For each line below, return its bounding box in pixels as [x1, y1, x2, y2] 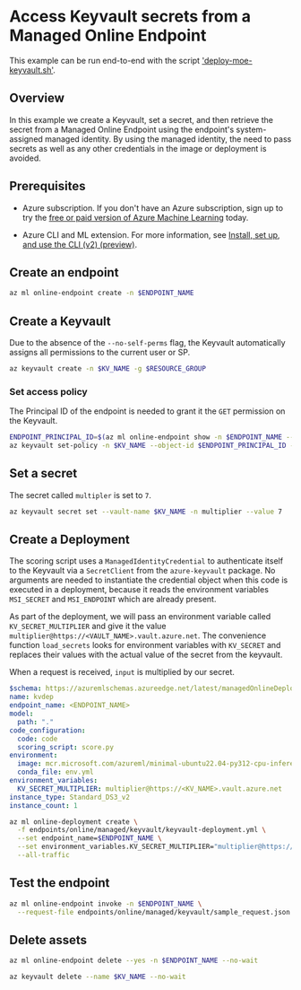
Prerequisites [9, 179, 86, 194]
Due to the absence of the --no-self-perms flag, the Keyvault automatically [9, 337, 286, 348]
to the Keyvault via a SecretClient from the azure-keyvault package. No [9, 565, 276, 576]
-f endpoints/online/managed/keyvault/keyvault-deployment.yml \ [17, 826, 267, 835]
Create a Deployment [9, 532, 130, 548]
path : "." [17, 717, 54, 726]
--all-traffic [17, 851, 70, 860]
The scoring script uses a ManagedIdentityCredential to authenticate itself [9, 556, 284, 566]
